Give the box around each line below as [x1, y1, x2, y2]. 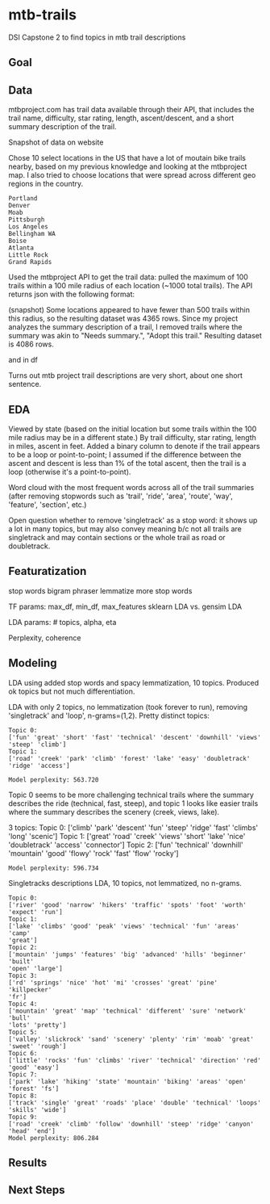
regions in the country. [8, 179, 84, 189]
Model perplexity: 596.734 [8, 864, 99, 872]
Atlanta [8, 244, 35, 252]
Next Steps [8, 1183, 65, 1197]
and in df [8, 355, 38, 365]
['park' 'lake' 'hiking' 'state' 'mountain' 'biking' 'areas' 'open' [8, 1077, 247, 1085]
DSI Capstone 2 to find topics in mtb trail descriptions [8, 32, 186, 42]
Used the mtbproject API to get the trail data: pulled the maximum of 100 [8, 272, 248, 282]
